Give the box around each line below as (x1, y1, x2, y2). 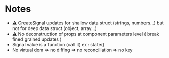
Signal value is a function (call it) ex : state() (12, 41, 105, 47)
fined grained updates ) (12, 36, 62, 42)
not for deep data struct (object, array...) (12, 25, 98, 31)
